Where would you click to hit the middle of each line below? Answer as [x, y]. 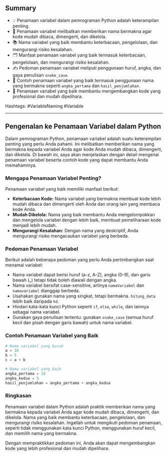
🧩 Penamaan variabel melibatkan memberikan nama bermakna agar [82, 31]
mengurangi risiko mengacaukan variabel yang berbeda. [70, 236]
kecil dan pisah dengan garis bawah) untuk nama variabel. [72, 323]
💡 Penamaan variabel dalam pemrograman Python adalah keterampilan [85, 20]
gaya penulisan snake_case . [40, 75]
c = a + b [15, 360]
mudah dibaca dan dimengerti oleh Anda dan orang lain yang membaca [86, 204]
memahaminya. [21, 165]
